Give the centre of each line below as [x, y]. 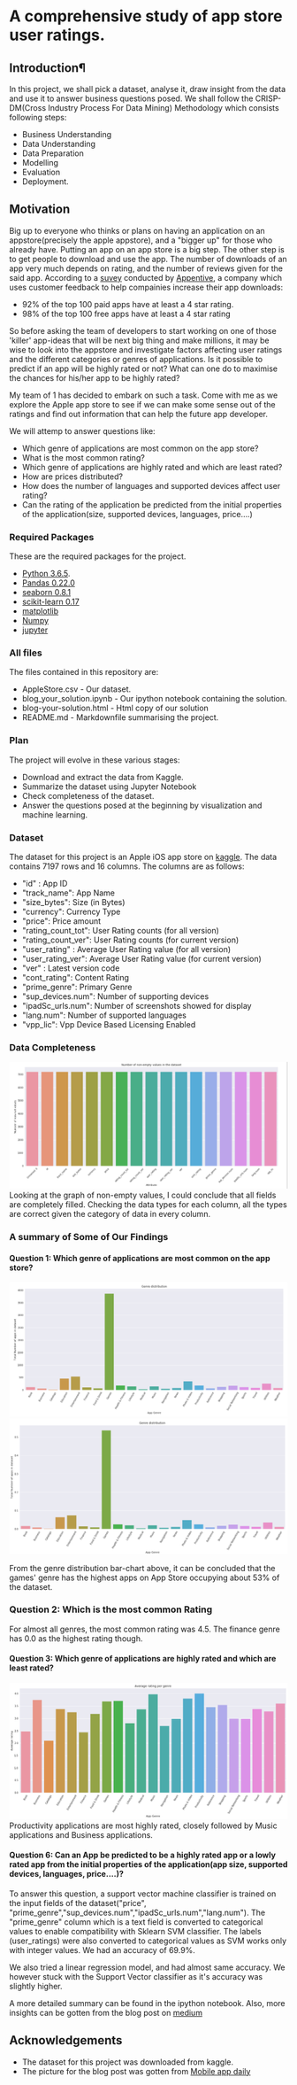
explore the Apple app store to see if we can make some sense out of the [142, 404]
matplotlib [40, 611]
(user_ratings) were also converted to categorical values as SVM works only [148, 1941]
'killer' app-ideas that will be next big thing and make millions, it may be [139, 340]
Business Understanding [67, 134]
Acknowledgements [66, 2040]
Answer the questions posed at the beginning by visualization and [142, 805]
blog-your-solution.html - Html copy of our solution [115, 708]
